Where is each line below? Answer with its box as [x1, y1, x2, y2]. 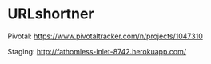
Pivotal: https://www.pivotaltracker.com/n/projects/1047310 [7, 31, 203, 41]
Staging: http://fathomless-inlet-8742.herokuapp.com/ [7, 46, 187, 56]
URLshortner [7, 5, 94, 23]
